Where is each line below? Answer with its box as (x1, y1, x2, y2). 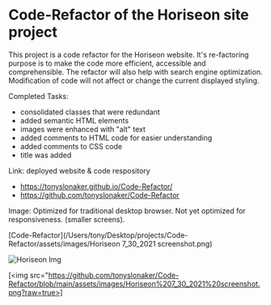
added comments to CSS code (19, 141, 123, 151)
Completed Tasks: (8, 91, 69, 101)
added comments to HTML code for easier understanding (19, 132, 213, 143)
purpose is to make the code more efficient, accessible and (8, 58, 206, 68)
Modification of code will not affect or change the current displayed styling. (8, 75, 260, 85)
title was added (19, 150, 72, 160)
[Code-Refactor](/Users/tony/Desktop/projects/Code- (8, 230, 188, 240)
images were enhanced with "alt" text (19, 124, 146, 134)
